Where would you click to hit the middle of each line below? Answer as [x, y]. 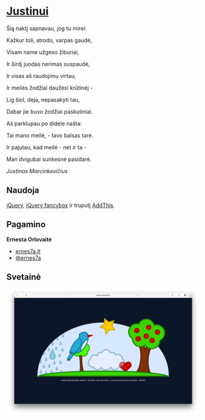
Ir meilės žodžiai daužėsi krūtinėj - [50, 88]
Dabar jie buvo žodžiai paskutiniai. [50, 111]
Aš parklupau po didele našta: [44, 123]
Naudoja [23, 191]
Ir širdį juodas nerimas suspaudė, [48, 64]
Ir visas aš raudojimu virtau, [41, 76]
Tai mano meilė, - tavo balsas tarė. [50, 135]
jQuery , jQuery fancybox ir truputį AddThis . [61, 205]
